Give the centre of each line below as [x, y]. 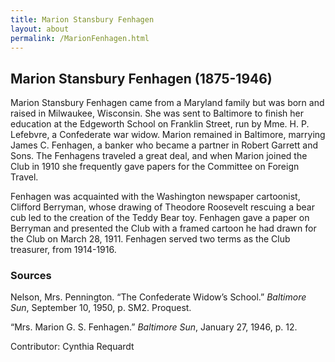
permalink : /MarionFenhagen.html [80, 38]
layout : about [40, 29]
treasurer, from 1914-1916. [63, 250]
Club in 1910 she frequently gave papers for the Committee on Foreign [155, 167]
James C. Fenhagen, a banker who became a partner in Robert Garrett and [164, 145]
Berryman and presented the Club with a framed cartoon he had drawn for [163, 228]
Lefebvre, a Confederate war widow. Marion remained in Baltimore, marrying [168, 135]
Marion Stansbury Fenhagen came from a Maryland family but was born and [167, 103]
